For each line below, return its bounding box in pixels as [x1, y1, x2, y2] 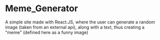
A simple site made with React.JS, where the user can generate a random [5, 19, 155, 25]
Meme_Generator [5, 3, 78, 14]
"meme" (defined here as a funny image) [5, 29, 89, 35]
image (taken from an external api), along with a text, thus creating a [5, 24, 145, 30]
